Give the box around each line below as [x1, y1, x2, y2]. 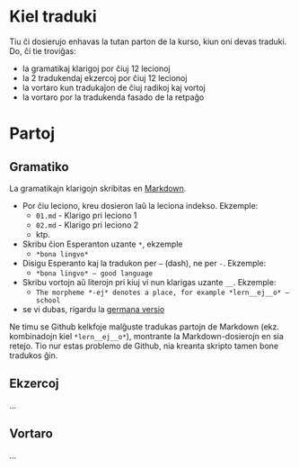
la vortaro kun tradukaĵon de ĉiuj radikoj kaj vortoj [22, 82, 207, 93]
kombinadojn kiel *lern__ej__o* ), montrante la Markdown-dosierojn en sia [9, 330, 285, 341]
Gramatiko [9, 159, 69, 175]
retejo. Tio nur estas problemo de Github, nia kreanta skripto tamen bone [9, 340, 279, 351]
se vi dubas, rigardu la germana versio [22, 303, 165, 314]
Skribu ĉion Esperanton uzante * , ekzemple [22, 238, 183, 249]
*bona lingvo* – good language [35, 268, 154, 278]
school [35, 295, 61, 305]
